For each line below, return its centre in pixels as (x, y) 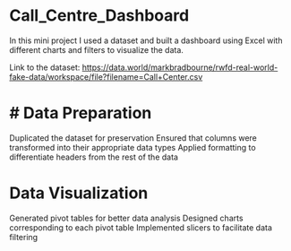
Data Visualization (79, 193)
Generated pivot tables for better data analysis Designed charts (126, 218)
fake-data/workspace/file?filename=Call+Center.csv (106, 76)
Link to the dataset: (45, 67)
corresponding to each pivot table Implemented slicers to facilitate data (141, 227)
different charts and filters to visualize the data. (96, 49)
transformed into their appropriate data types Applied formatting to (133, 147)
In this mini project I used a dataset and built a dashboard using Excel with (146, 40)
